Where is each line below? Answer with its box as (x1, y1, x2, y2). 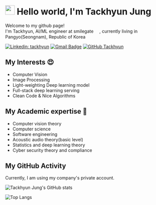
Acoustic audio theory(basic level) (12, 136, 84, 142)
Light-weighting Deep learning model (12, 82, 90, 88)
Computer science (12, 126, 51, 132)
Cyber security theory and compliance (12, 147, 92, 153)
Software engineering (12, 131, 58, 137)
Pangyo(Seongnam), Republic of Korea (5, 34, 86, 40)
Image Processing (12, 77, 50, 83)
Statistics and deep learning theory (12, 142, 85, 148)
